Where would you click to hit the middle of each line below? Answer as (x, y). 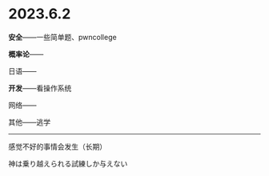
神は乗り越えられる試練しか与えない (68, 163)
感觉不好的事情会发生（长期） (57, 146)
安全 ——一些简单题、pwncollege (63, 37)
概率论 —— (26, 54)
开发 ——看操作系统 (40, 88)
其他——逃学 (29, 122)
